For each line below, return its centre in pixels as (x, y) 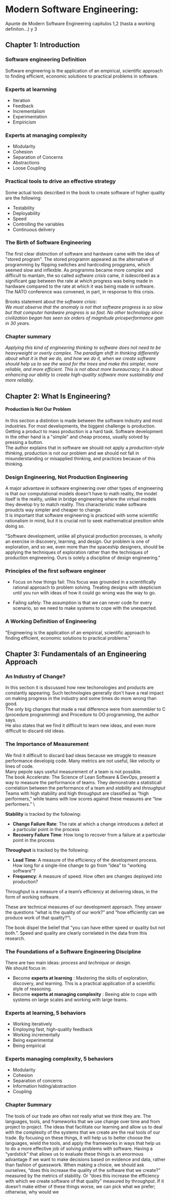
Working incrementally (36, 1035)
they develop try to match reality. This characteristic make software (76, 504)
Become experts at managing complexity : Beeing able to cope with (85, 994)
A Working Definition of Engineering (51, 621)
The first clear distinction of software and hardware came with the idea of (82, 254)
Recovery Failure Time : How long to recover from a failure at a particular (89, 835)
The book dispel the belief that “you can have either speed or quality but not (85, 928)
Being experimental (33, 1040)
